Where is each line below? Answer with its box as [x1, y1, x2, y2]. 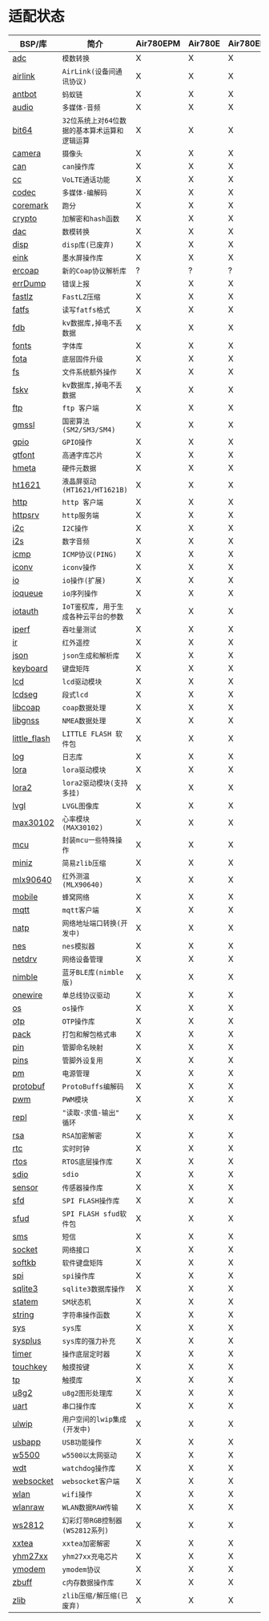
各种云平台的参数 [69, 612, 124, 621]
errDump [12, 277, 46, 289]
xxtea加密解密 [62, 1538, 110, 1548]
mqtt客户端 [62, 905, 100, 915]
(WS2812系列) [62, 1526, 110, 1535]
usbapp [12, 1436, 42, 1447]
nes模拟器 [62, 941, 95, 951]
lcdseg [12, 689, 38, 700]
